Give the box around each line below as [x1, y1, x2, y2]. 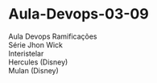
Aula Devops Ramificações [8, 31, 97, 41]
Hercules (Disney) [8, 57, 68, 67]
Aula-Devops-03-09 [8, 5, 149, 23]
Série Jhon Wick [8, 39, 63, 49]
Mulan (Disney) [8, 65, 59, 75]
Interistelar [8, 48, 44, 58]
